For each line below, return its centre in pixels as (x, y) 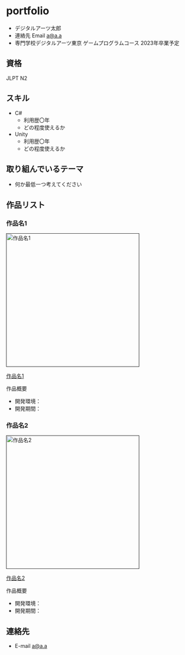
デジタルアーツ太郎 (38, 28)
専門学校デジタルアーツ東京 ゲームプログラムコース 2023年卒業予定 (97, 43)
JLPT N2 (17, 78)
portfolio (28, 11)
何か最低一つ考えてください (48, 185)
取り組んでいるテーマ (45, 169)
